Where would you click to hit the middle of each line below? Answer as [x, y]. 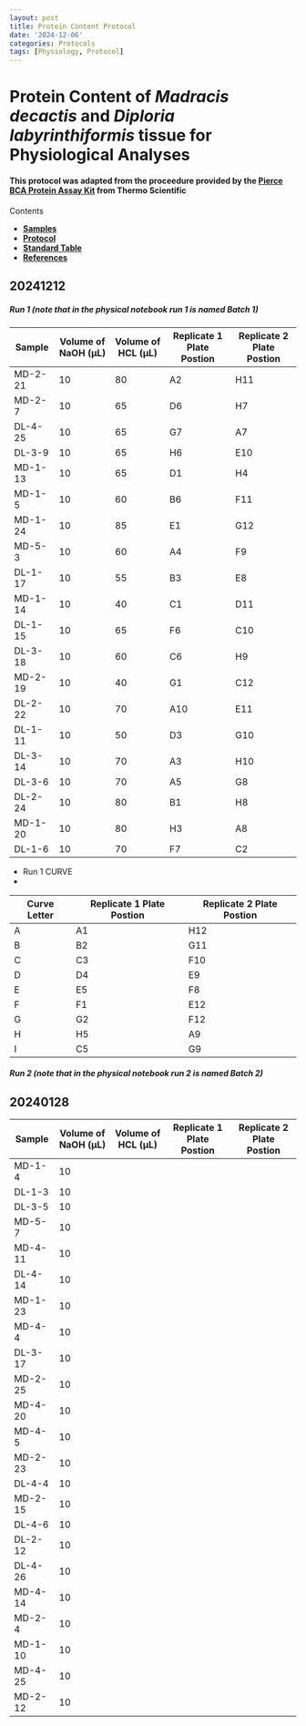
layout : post [34, 18]
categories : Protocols [52, 43]
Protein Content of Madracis [119, 97]
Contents [26, 211]
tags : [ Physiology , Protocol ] [67, 52]
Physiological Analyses [100, 155]
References [45, 257]
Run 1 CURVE [47, 871]
